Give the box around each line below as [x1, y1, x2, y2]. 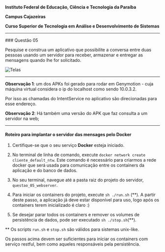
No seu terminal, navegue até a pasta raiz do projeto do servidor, [12, 177, 144, 183]
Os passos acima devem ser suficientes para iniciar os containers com [5, 236, 148, 242]
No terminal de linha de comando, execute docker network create [12, 152, 146, 158]
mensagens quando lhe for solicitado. [5, 57, 82, 63]
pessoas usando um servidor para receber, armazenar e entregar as [5, 52, 143, 58]
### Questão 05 [5, 37, 38, 43]
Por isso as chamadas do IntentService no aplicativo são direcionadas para [5, 96, 157, 101]
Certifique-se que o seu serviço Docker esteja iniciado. [12, 142, 125, 148]
